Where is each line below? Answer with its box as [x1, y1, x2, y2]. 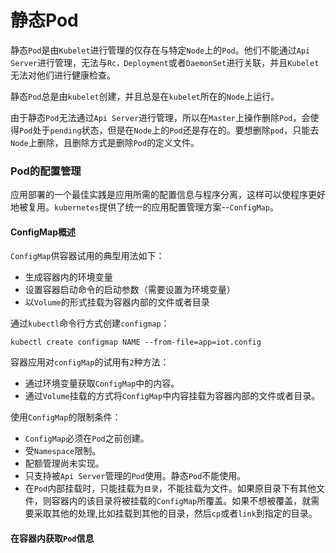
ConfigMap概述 [10, 226, 76, 238]
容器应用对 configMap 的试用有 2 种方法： [10, 356, 170, 368]
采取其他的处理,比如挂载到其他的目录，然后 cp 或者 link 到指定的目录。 [33, 507, 318, 520]
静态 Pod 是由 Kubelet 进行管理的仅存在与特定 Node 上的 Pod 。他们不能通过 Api [10, 44, 311, 56]
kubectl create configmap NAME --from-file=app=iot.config [10, 337, 262, 348]
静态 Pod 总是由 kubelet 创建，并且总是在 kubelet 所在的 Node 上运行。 [10, 90, 280, 102]
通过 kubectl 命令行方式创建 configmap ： [10, 317, 170, 330]
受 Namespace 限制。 [24, 445, 102, 457]
